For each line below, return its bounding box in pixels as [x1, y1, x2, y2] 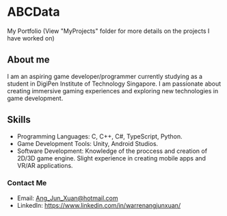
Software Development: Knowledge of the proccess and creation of [16, 147, 207, 155]
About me [7, 54, 50, 66]
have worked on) [7, 34, 55, 42]
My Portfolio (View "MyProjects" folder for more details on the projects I [7, 27, 210, 35]
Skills [7, 114, 31, 125]
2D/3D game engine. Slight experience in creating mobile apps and [16, 154, 206, 162]
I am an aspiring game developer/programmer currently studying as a [7, 72, 203, 80]
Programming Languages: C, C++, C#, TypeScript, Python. [16, 132, 183, 141]
